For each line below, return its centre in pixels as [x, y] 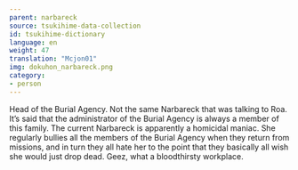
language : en [33, 42]
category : [28, 76]
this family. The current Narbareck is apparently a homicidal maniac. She [142, 128]
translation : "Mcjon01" [53, 59]
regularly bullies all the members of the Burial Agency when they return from [149, 137]
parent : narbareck [43, 17]
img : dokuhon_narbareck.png [61, 68]
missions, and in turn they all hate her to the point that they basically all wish [149, 147]
